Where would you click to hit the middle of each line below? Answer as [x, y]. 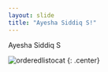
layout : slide [32, 15]
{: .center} [83, 60]
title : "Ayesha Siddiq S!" [52, 23]
